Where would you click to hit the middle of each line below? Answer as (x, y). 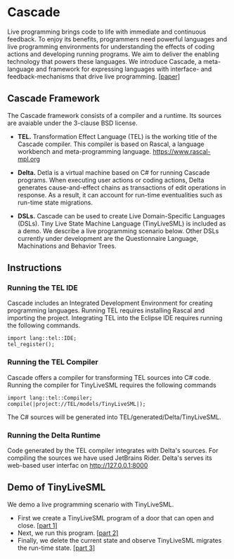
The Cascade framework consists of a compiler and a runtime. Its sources (115, 115)
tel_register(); (31, 345)
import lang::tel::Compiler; (50, 397)
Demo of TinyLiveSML (57, 488)
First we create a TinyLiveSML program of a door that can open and (116, 518)
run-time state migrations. (55, 202)
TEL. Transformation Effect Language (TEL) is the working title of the (117, 136)
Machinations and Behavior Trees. (67, 246)
